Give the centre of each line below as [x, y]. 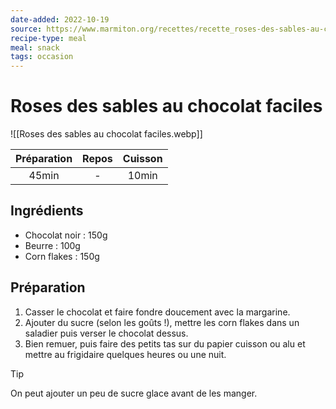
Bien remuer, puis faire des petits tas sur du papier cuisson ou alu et [165, 343]
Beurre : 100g [52, 245]
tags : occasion [42, 57]
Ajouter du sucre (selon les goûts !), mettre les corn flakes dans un [162, 322]
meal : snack [35, 47]
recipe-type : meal [48, 38]
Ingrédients [47, 211]
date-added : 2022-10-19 [60, 19]
